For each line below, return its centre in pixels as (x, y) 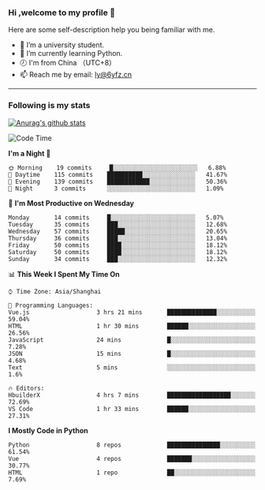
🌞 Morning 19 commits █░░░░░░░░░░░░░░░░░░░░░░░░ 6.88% (117, 168)
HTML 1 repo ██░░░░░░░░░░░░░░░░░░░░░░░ (132, 473)
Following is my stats (49, 106)
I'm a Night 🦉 (30, 153)
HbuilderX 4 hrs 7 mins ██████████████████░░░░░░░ (132, 395)
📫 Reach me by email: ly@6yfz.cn (76, 75)
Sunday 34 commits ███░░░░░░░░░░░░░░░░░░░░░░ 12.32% (118, 259)
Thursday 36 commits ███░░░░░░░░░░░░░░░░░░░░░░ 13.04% (118, 238)
